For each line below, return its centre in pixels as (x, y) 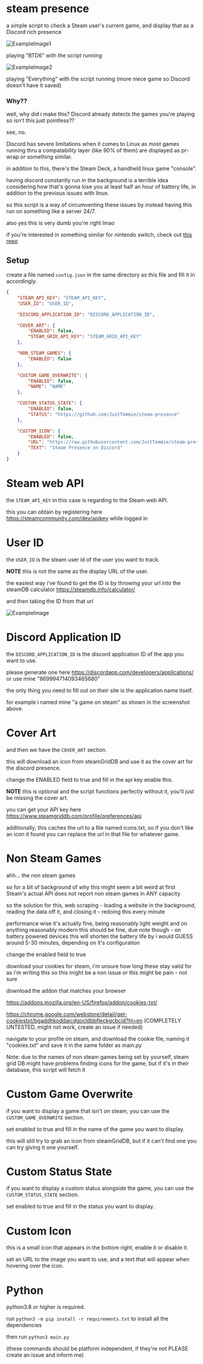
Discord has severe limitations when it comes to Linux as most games (93, 144)
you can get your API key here (44, 809)
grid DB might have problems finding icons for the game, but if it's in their (98, 1063)
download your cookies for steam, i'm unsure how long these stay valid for (99, 966)
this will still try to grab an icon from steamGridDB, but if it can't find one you (101, 1141)
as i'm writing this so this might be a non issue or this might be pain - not (97, 972)
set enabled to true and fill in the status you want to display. (80, 1207)
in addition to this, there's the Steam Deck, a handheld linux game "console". (101, 169)
